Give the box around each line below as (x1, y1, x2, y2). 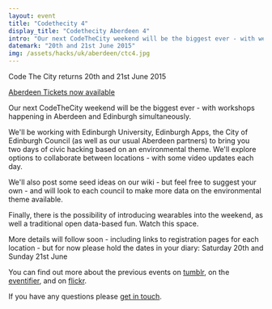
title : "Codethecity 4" (8, 19, 89, 28)
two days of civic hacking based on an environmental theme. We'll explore (8, 145, 257, 154)
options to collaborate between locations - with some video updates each (8, 153, 254, 163)
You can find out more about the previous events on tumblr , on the (8, 268, 230, 277)
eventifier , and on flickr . (8, 276, 87, 286)
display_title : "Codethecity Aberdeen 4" (8, 27, 151, 35)
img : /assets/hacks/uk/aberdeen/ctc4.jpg (8, 49, 151, 57)
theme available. (8, 195, 63, 204)
